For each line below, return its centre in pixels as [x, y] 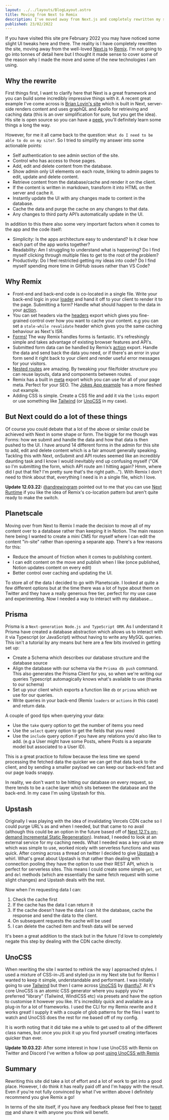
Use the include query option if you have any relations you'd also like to [87, 736]
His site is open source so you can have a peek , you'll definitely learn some [83, 120]
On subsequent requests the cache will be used [62, 921]
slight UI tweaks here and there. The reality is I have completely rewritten [81, 44]
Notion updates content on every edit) [52, 567]
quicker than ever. [24, 1038]
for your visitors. [29, 363]
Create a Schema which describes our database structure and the [81, 657]
